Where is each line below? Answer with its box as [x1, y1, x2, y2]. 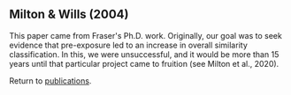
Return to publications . [9, 75, 92, 86]
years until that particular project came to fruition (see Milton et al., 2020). [9, 58, 280, 69]
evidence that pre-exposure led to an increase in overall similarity [9, 40, 248, 50]
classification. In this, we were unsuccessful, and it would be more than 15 [9, 48, 280, 60]
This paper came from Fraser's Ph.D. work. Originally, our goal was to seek [9, 30, 283, 40]
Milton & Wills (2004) [9, 7, 129, 22]
